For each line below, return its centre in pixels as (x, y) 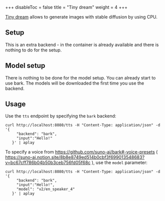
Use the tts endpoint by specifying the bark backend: (61, 116)
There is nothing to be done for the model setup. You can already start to (80, 77)
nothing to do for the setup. (33, 50)
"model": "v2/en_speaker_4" (46, 189)
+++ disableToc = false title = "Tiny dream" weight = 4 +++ (66, 7)
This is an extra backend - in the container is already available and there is (82, 44)
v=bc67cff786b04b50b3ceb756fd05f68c (48, 162)
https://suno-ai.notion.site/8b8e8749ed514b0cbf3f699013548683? (75, 157)
